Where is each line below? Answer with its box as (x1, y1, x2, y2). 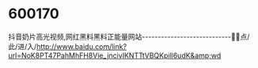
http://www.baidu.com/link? (36, 41, 127, 51)
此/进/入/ (8, 41, 37, 51)
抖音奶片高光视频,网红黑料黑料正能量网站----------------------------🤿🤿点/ (8, 32, 250, 41)
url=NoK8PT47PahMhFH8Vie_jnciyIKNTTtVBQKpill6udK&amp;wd (8, 51, 222, 60)
